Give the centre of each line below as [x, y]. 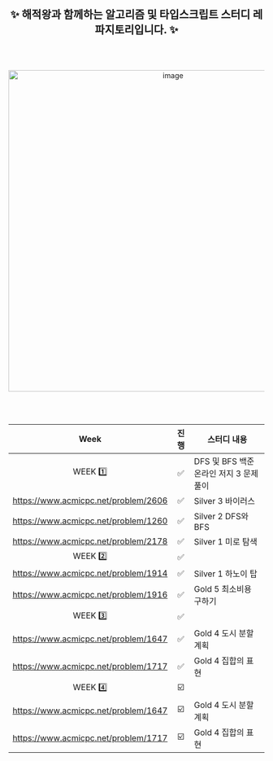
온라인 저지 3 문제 [226, 473]
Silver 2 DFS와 [221, 516]
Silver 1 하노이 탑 [225, 574]
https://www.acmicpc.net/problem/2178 [90, 541]
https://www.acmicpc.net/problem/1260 [90, 521]
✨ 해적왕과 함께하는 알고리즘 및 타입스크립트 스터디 [130, 15]
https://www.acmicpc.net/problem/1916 [90, 594]
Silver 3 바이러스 [225, 501]
